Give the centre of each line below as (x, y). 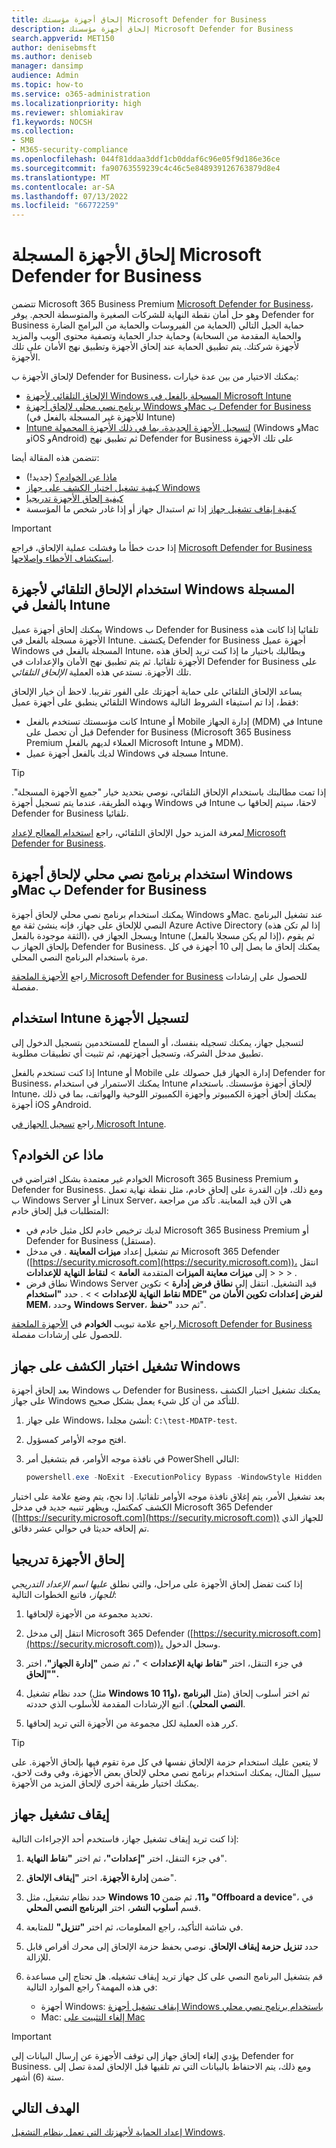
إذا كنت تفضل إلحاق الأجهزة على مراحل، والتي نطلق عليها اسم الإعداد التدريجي (157, 1583)
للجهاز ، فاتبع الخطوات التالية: (64, 1594)
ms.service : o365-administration (81, 94)
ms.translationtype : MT (61, 177)
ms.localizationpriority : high (76, 103)
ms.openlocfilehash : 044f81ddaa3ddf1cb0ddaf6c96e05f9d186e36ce (146, 159)
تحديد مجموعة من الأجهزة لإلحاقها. (89, 1613)
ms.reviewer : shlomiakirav (67, 112)
